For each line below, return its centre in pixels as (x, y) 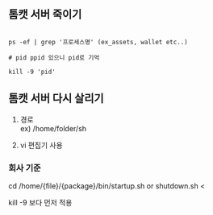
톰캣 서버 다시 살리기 (56, 99)
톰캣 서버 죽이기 (45, 14)
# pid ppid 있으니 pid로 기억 (54, 58)
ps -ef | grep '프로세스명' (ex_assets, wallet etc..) (98, 42)
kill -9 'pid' (32, 72)
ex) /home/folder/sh (53, 128)
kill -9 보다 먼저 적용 (40, 202)
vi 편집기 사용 (41, 145)
